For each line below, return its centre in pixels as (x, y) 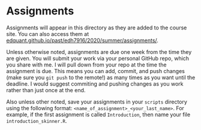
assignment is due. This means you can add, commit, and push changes (95, 71)
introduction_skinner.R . (37, 120)
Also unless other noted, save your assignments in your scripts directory (97, 102)
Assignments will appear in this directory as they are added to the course (97, 28)
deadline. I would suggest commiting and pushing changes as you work (95, 84)
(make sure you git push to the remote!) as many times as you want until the (101, 77)
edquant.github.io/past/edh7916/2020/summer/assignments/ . (82, 40)
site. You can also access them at (47, 34)
